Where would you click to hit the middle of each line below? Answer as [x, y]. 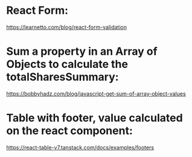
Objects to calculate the [67, 64]
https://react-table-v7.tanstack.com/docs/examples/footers [80, 147]
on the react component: [69, 131]
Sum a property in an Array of [82, 51]
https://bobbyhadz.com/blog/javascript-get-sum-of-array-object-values [96, 93]
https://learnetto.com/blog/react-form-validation [66, 27]
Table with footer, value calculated [94, 118]
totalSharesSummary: [62, 77]
